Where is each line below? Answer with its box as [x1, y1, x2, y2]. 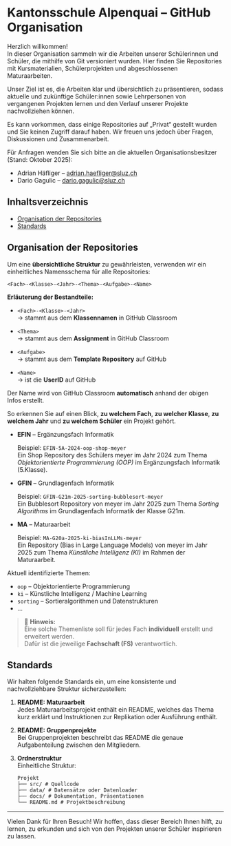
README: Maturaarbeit [16, 698, 85, 707]
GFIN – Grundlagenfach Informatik [16, 479, 115, 487]
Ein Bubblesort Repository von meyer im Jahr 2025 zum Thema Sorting [16, 499, 219, 508]
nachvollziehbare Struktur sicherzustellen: [7, 685, 126, 693]
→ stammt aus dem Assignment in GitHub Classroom [16, 334, 170, 342]
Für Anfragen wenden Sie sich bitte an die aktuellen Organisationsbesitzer [7, 148, 217, 156]
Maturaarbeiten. [7, 71, 53, 80]
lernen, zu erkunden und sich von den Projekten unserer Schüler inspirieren [7, 825, 222, 833]
